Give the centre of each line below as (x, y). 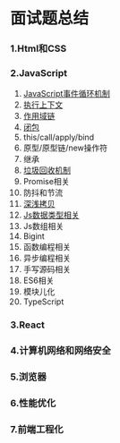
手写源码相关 (47, 269)
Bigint (34, 236)
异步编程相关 (47, 258)
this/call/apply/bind (59, 137)
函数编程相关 (47, 247)
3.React (28, 325)
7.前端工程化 (37, 430)
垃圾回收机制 (47, 170)
